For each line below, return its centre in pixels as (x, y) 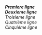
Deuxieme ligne (21, 12)
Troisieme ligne (20, 17)
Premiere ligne (20, 7)
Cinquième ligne (21, 27)
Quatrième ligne (21, 22)
